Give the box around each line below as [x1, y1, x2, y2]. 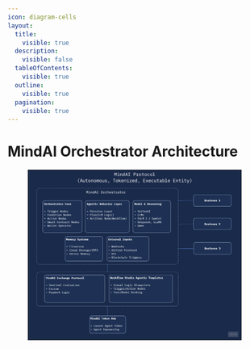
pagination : [15, 98, 56, 107]
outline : [15, 81, 44, 89]
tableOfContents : [15, 65, 73, 73]
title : [15, 30, 37, 38]
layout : [7, 21, 34, 30]
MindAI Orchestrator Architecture [7, 142, 239, 161]
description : [15, 47, 59, 56]
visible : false [22, 56, 73, 64]
